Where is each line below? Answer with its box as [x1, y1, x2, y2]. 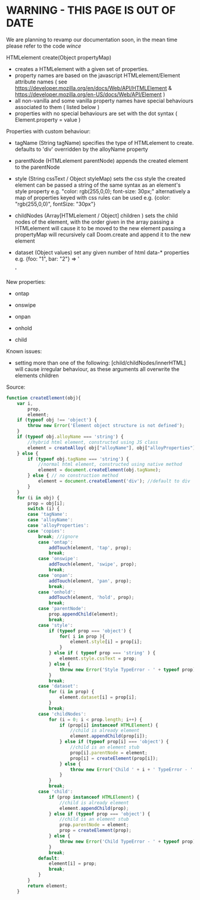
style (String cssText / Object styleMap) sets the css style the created [14, 175, 186, 182]
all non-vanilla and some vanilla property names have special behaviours [14, 97, 193, 104]
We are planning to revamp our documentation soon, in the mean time [6, 36, 177, 43]
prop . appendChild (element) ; [48, 611, 118, 617]
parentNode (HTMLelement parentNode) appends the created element [14, 157, 189, 164]
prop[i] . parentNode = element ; [70, 750, 148, 756]
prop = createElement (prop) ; [59, 827, 132, 834]
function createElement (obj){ [6, 395, 82, 401]
